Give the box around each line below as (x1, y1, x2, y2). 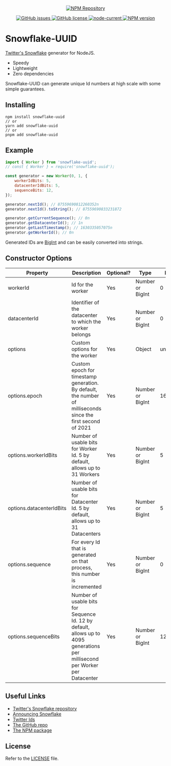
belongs (71, 331, 91, 338)
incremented (71, 583, 102, 590)
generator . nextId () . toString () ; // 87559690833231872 (5, 206, 122, 212)
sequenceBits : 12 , (14, 188, 53, 193)
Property (26, 269, 48, 276)
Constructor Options (5, 254, 72, 263)
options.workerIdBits (8, 451, 58, 458)
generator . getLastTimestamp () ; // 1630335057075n (5, 225, 113, 230)
